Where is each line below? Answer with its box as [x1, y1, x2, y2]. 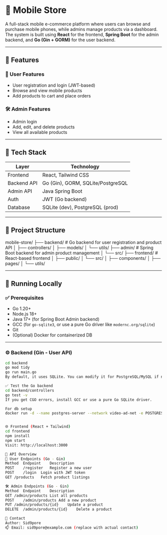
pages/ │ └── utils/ [5, 260, 46, 266]
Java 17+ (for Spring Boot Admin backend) [12, 316, 100, 322]
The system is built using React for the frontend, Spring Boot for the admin [5, 31, 159, 37]
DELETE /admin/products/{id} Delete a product [5, 507, 112, 512]
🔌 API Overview [5, 451, 37, 457]
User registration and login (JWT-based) [12, 82, 95, 88]
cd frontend [5, 429, 30, 434]
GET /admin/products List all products [5, 493, 88, 498]
